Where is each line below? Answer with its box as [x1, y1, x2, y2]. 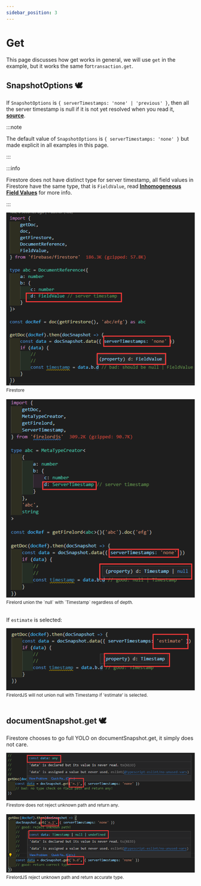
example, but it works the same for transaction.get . [6, 62, 133, 69]
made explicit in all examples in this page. [6, 141, 109, 149]
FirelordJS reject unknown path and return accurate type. [6, 875, 124, 881]
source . [6, 112, 26, 119]
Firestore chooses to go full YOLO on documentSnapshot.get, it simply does [6, 735, 194, 742]
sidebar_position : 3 [6, 10, 58, 16]
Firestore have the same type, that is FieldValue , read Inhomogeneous [6, 183, 181, 190]
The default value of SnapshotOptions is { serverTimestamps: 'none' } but [6, 135, 190, 142]
